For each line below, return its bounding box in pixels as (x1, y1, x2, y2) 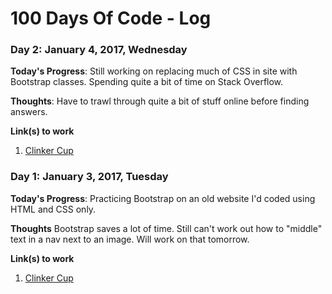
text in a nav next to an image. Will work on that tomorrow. (10, 233, 250, 245)
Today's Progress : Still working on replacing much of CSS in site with (10, 65, 298, 77)
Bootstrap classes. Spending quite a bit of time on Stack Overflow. (10, 76, 284, 88)
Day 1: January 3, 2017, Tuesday (10, 170, 169, 184)
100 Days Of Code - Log (10, 7, 212, 30)
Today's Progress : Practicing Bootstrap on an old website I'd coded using (10, 192, 316, 204)
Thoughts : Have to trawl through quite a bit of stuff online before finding (10, 95, 310, 107)
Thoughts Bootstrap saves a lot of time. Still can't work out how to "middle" (10, 222, 323, 234)
